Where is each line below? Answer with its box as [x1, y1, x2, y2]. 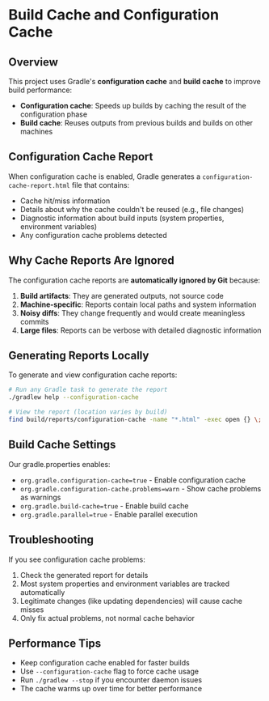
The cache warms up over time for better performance [19, 684, 203, 694]
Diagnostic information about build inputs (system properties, [19, 213, 225, 223]
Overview [8, 55, 59, 69]
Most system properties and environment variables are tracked [19, 579, 230, 588]
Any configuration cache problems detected [19, 230, 167, 240]
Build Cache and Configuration [8, 6, 220, 24]
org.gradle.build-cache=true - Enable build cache [19, 500, 189, 511]
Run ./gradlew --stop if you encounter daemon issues [19, 675, 203, 685]
